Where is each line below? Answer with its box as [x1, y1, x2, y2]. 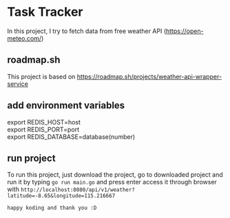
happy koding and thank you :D [7, 204, 97, 212]
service [7, 80, 29, 88]
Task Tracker [7, 4, 83, 20]
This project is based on [7, 72, 76, 80]
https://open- [165, 27, 205, 35]
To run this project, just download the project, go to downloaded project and [7, 171, 224, 179]
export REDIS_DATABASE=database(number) [7, 132, 136, 141]
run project [7, 152, 56, 164]
